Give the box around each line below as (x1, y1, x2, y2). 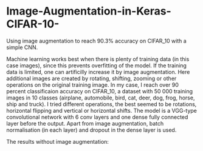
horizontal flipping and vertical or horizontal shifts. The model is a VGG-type (6, 107, 198, 114)
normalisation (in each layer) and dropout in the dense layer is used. (6, 126, 177, 133)
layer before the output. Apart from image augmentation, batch (6, 119, 164, 127)
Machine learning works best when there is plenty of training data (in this (6, 55, 190, 62)
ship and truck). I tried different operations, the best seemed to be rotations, (6, 100, 197, 107)
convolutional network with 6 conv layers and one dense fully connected (6, 113, 188, 121)
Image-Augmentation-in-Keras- (6, 4, 171, 18)
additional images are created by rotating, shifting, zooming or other (6, 75, 177, 82)
